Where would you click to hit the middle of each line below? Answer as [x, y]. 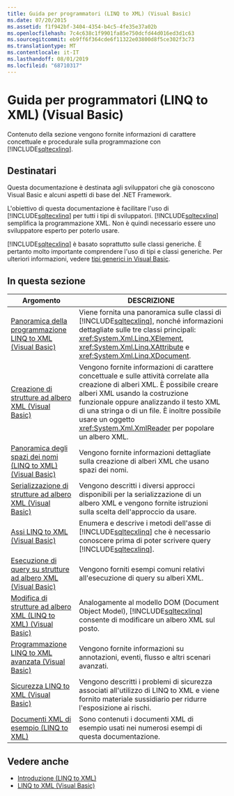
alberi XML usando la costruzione [134, 393]
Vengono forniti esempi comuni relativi [142, 569]
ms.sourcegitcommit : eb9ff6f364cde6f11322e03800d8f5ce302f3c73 [101, 40]
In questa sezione [46, 281]
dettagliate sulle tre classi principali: [138, 330]
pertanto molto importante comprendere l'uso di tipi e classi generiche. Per [115, 252]
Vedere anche [38, 761]
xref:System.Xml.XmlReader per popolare [147, 428]
